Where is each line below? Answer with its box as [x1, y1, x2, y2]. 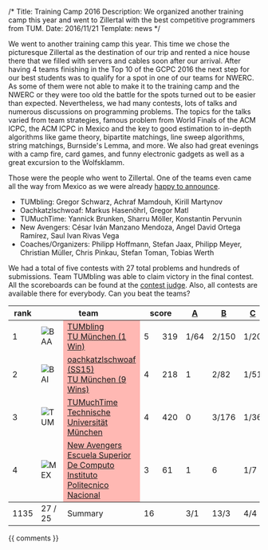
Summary [67, 508, 104, 519]
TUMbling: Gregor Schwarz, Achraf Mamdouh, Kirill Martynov [19, 197, 223, 206]
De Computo [67, 460, 115, 470]
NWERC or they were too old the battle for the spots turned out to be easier [8, 90, 256, 99]
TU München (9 [67, 374, 127, 385]
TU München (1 [67, 331, 127, 342]
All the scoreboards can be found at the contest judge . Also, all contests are [8, 281, 258, 289]
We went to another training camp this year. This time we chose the [8, 39, 230, 49]
